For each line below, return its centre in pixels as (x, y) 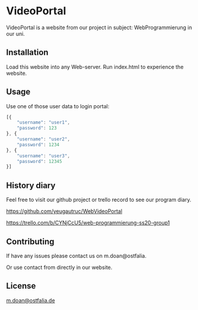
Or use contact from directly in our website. (59, 267)
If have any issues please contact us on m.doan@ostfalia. (76, 256)
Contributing (30, 241)
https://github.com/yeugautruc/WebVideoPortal (64, 211)
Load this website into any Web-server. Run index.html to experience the (95, 67)
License (21, 286)
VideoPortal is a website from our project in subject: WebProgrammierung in (99, 27)
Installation (27, 53)
